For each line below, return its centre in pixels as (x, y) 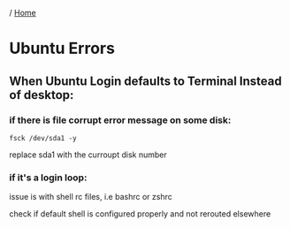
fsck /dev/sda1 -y (43, 138)
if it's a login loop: (48, 178)
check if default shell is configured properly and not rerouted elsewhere (140, 214)
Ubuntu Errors (62, 49)
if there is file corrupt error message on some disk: (120, 120)
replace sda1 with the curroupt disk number (88, 155)
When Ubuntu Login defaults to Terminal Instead (145, 81)
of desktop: (42, 95)
